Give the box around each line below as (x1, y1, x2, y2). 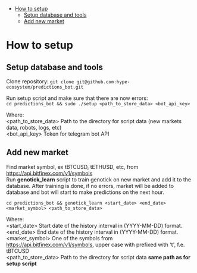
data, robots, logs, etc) (6, 124, 62, 131)
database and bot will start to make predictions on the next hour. (6, 189, 165, 196)
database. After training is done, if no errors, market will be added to (6, 182, 174, 189)
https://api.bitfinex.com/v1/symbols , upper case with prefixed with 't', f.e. (6, 241, 185, 248)
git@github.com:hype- (76, 79, 130, 85)
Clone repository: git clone (6, 78, 74, 85)
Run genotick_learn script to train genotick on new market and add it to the (6, 175, 192, 183)
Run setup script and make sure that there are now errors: (6, 95, 148, 102)
